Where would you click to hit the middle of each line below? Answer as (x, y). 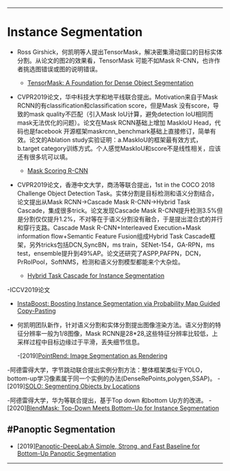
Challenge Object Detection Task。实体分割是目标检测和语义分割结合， (117, 193)
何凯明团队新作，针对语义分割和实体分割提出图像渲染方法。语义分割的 (116, 325)
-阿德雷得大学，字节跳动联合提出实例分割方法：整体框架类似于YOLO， (107, 370)
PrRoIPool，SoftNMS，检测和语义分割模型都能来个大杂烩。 (101, 262)
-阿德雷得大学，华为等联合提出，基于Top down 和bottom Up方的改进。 (107, 400)
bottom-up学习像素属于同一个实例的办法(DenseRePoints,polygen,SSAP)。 (112, 378)
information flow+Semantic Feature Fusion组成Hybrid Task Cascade (113, 236)
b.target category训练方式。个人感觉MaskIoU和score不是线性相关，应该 (119, 148)
